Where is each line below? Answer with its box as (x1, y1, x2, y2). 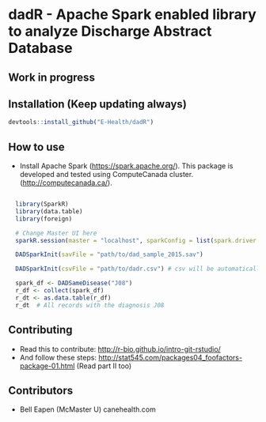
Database (8, 40, 73, 57)
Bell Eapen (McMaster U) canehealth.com (19, 405, 156, 414)
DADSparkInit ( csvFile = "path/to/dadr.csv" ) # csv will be (15, 265, 215, 273)
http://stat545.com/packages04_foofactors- (98, 352, 243, 362)
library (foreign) (15, 215, 73, 223)
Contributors (8, 383, 74, 397)
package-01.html (19, 361, 75, 371)
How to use (8, 140, 65, 153)
